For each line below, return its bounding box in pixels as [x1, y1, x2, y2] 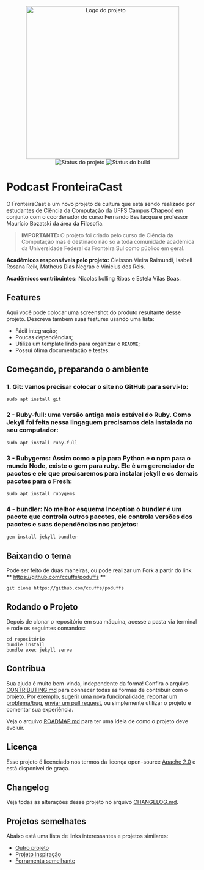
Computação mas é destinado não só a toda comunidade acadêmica [21, 238, 195, 245]
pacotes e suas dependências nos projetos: [6, 520, 139, 528]
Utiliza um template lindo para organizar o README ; [15, 340, 140, 347]
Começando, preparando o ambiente [6, 364, 150, 375]
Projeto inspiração [15, 850, 62, 858]
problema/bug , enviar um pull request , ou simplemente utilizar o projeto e [6, 699, 191, 706]
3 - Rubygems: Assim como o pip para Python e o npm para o [6, 454, 191, 462]
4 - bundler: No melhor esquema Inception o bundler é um [6, 504, 182, 513]
